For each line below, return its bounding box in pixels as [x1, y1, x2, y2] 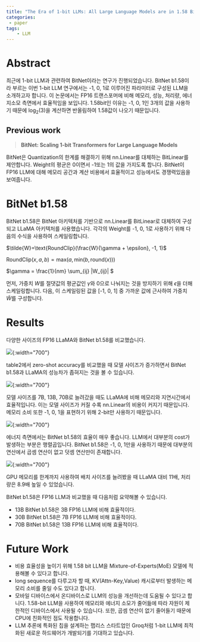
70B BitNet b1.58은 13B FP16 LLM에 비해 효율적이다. [14, 521, 139, 528]
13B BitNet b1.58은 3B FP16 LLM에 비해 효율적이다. [14, 506, 136, 513]
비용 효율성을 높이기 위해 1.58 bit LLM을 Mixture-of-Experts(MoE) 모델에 [14, 562, 187, 569]
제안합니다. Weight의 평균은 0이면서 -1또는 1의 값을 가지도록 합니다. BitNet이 [6, 161, 185, 168]
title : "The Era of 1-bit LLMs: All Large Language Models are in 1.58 [6, 8, 187, 15]
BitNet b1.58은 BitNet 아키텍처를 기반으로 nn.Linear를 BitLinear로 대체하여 [6, 217, 181, 225]
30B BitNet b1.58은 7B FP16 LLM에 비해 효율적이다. [14, 513, 137, 521]
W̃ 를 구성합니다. [6, 294, 43, 301]
